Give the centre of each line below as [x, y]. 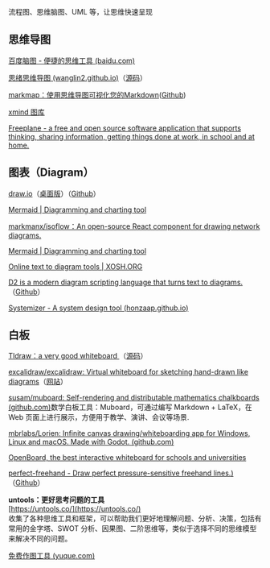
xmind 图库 [27, 112]
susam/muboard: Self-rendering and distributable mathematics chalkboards [134, 398]
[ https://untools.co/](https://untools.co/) [75, 509]
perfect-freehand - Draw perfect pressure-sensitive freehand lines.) [121, 473]
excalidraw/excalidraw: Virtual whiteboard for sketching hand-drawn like [129, 372]
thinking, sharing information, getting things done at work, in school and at [132, 136]
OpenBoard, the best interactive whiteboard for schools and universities [127, 458]
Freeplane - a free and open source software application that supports [125, 128]
